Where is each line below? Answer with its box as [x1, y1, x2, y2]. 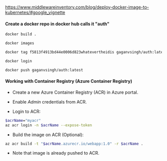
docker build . [5, 32, 37, 37]
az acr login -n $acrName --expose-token [5, 122, 92, 128]
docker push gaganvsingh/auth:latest [5, 67, 83, 72]
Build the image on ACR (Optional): [12, 131, 84, 138]
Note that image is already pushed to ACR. [12, 150, 99, 156]
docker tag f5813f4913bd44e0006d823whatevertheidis [5, 50, 114, 54]
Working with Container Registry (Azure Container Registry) [5, 78, 133, 84]
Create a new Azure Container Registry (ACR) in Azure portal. [12, 89, 138, 95]
